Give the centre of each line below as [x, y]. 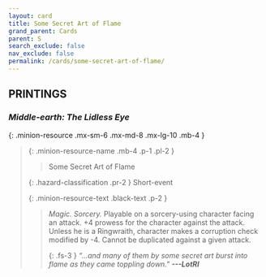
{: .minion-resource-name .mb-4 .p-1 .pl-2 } [101, 150]
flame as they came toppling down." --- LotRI [124, 264]
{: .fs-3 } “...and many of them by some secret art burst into [148, 255]
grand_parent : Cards [43, 31]
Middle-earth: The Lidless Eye [69, 117]
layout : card [30, 16]
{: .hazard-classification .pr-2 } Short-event [101, 182]
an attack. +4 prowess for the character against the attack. [147, 222]
